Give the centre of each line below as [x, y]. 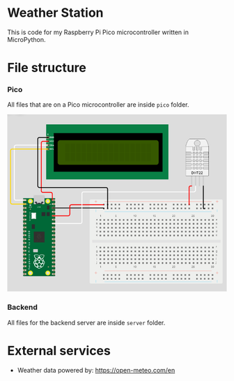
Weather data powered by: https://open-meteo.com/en [96, 370]
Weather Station [55, 13]
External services [59, 351]
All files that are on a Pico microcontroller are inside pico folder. [98, 105]
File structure [47, 68]
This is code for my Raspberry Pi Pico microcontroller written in [98, 32]
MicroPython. [27, 39]
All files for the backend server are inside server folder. [86, 322]
